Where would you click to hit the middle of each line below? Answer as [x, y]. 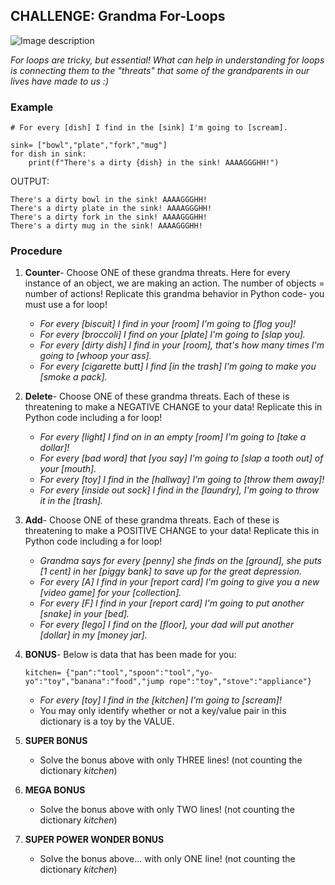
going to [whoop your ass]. [95, 356]
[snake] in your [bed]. [84, 614]
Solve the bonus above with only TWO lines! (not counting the [167, 810]
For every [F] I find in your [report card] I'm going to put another [172, 603]
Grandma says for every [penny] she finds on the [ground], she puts [180, 561]
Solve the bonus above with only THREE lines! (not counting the [171, 760]
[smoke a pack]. [73, 377]
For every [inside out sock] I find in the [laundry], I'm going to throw [179, 490]
